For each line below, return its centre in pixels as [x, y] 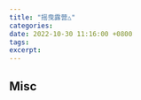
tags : [19, 42]
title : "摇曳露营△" [43, 17]
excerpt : [25, 50]
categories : [31, 26]
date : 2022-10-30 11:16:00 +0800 [71, 34]
